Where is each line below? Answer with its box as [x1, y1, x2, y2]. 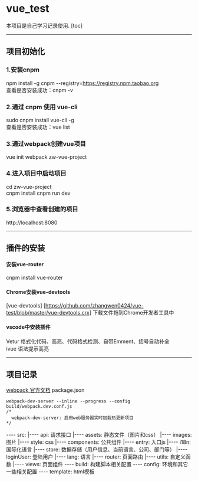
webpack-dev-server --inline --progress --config [6, 398, 131, 404]
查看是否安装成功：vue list [6, 123, 70, 130]
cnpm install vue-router [6, 274, 63, 282]
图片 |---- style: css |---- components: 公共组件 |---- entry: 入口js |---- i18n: [6, 439, 191, 446]
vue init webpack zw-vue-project [6, 153, 87, 161]
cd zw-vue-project [6, 183, 52, 190]
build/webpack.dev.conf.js [6, 403, 72, 409]
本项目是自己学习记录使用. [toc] [6, 22, 83, 29]
